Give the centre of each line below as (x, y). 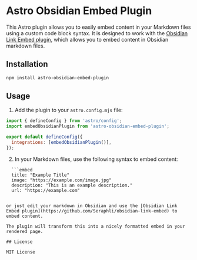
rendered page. (25, 231)
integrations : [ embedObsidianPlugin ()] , (61, 143)
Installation (27, 64)
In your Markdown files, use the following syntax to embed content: (96, 159)
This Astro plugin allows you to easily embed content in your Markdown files (98, 27)
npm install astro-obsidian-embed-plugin (58, 77)
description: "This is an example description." (72, 185)
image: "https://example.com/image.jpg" (61, 180)
